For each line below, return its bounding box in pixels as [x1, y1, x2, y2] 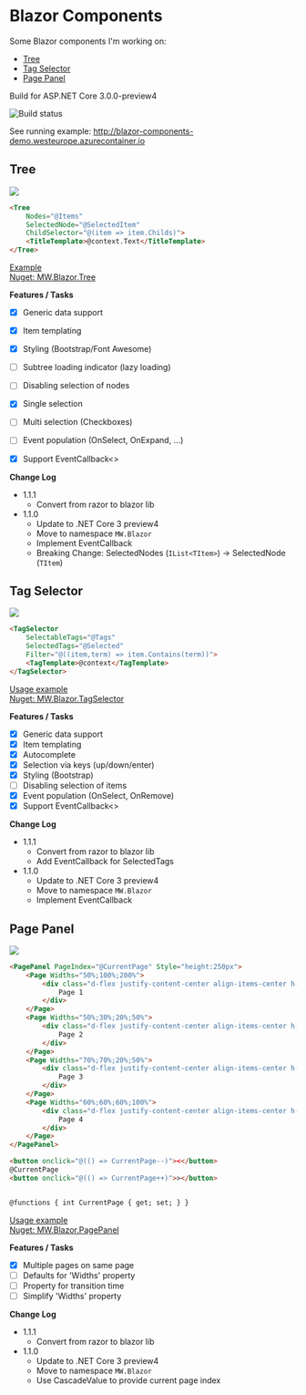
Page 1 [57, 987, 84, 997]
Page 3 [57, 1072, 84, 1081]
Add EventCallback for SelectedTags [36, 856, 175, 867]
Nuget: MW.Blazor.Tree [9, 272, 97, 283]
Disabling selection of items [22, 780, 127, 790]
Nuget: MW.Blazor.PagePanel [9, 1224, 120, 1235]
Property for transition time [22, 1280, 125, 1291]
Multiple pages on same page [22, 1259, 135, 1270]
